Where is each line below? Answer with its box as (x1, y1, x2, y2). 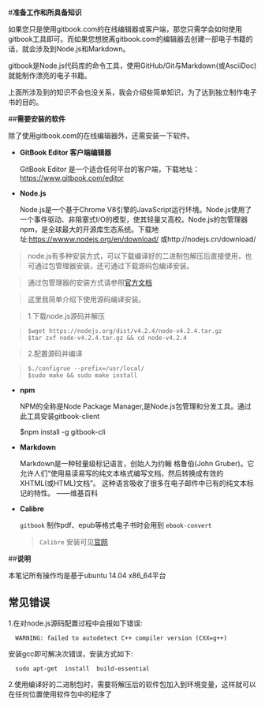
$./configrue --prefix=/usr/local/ (27, 364, 145, 372)
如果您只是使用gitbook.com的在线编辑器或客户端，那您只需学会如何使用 (8, 24, 243, 34)
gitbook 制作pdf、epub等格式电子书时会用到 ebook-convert (19, 521, 212, 529)
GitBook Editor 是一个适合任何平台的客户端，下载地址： (19, 165, 200, 174)
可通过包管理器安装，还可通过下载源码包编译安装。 (27, 261, 194, 271)
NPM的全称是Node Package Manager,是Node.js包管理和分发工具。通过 (19, 402, 252, 411)
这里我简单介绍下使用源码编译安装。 (27, 295, 146, 304)
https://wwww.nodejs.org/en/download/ (28, 234, 159, 244)
